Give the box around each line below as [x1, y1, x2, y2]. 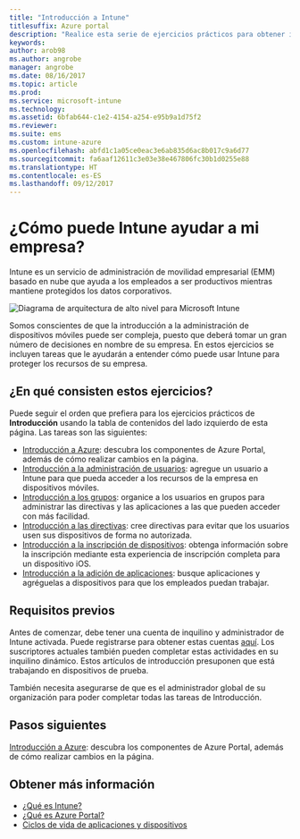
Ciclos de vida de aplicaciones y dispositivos [21, 819, 187, 830]
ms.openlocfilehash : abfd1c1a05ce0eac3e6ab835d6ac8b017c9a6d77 [9, 146, 250, 155]
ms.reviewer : [9, 122, 58, 131]
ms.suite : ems [9, 130, 62, 139]
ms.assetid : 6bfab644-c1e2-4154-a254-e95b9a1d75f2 [9, 113, 202, 122]
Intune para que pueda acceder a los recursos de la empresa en [21, 472, 259, 483]
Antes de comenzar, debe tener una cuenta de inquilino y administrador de [9, 627, 285, 638]
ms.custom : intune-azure [9, 138, 102, 147]
